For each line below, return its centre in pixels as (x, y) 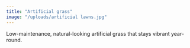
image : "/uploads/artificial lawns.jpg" (57, 17)
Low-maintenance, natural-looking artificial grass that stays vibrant (88, 33)
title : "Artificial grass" (39, 11)
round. (14, 40)
